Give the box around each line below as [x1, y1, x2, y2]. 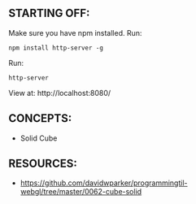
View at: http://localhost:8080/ [8, 88, 111, 98]
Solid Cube [20, 133, 58, 143]
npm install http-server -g [8, 44, 104, 52]
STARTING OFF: [8, 7, 90, 20]
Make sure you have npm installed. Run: [8, 28, 142, 37]
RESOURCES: [8, 157, 77, 171]
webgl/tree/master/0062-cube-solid [20, 187, 142, 197]
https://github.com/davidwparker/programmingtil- [20, 178, 188, 188]
